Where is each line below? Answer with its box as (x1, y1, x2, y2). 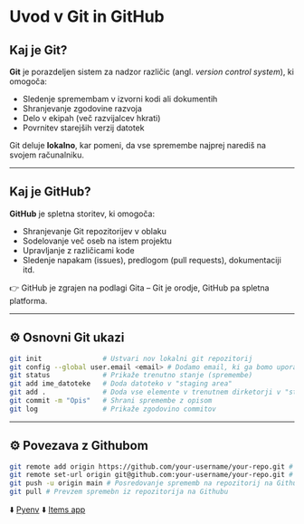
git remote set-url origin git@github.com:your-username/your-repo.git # (9, 471, 294, 480)
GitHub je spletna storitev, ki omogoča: (9, 208, 156, 219)
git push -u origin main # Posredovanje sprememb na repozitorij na (9, 479, 273, 488)
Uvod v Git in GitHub (9, 6, 165, 27)
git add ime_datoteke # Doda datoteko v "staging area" (9, 379, 233, 388)
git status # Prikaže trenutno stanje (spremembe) (9, 371, 253, 380)
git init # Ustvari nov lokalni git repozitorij (9, 354, 253, 363)
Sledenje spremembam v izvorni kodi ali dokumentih (22, 93, 218, 104)
